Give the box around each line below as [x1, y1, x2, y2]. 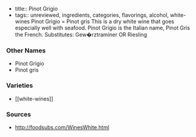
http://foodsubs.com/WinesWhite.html [14, 123, 110, 131]
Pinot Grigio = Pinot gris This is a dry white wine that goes [31, 18, 174, 25]
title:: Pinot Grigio [14, 5, 58, 12]
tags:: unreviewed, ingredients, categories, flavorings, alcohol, [14, 11, 169, 19]
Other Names [6, 46, 46, 55]
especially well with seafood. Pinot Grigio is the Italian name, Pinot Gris [14, 24, 191, 31]
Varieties [6, 81, 33, 90]
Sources [6, 110, 31, 118]
